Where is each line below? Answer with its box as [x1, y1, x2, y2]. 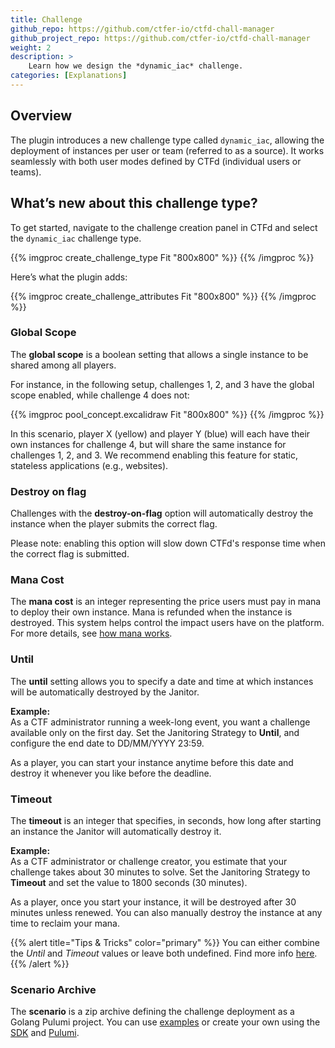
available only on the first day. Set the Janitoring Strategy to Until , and [10, 726, 300, 738]
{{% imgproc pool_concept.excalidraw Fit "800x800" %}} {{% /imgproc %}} [10, 408, 325, 420]
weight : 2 [10, 42, 52, 53]
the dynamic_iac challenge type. [10, 232, 142, 244]
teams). [10, 166, 42, 178]
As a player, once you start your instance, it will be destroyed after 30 [10, 896, 297, 908]
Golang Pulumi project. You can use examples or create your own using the [10, 1016, 321, 1028]
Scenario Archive [10, 982, 97, 996]
